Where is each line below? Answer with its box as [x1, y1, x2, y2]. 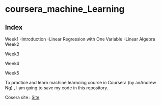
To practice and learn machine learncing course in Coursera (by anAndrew [5, 80, 156, 85]
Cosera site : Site [5, 95, 40, 100]
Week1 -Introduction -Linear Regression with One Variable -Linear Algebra [5, 36, 156, 42]
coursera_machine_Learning [5, 3, 125, 15]
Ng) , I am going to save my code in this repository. [5, 85, 108, 91]
